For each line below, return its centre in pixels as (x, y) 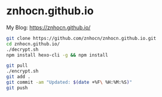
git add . (19, 77)
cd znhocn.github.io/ (33, 44)
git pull (17, 66)
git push (17, 87)
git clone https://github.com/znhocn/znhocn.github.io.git (81, 38)
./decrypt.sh (22, 49)
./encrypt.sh (22, 71)
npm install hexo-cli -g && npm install (57, 55)
